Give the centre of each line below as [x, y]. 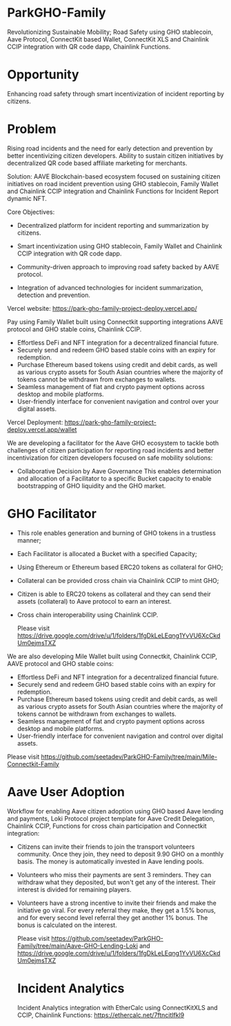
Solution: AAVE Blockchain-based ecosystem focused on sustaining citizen [114, 176]
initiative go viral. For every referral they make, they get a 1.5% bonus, [116, 910]
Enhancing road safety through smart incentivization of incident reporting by [116, 93]
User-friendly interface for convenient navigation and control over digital [120, 736]
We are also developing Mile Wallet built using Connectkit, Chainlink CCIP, [112, 656]
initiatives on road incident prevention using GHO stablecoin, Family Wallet [113, 183]
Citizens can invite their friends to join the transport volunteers [106, 847]
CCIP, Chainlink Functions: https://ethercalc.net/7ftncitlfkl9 [101, 1015]
